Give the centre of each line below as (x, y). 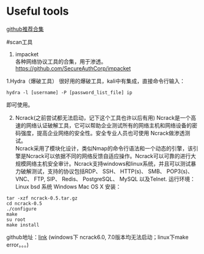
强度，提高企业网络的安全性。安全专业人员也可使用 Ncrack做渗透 (103, 133)
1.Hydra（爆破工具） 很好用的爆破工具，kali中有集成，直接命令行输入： (96, 81)
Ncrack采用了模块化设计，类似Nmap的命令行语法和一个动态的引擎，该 (104, 148)
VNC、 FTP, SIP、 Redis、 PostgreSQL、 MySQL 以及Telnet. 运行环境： (105, 179)
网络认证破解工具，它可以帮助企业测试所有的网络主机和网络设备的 (109, 125)
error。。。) (18, 245)
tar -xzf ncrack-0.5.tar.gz (42, 198)
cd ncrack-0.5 (24, 203)
